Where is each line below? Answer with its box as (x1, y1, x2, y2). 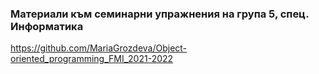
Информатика (10, 19, 84, 33)
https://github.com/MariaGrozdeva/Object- (10, 42, 188, 54)
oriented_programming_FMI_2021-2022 (10, 53, 174, 65)
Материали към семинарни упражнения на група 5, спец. (10, 7, 310, 21)
